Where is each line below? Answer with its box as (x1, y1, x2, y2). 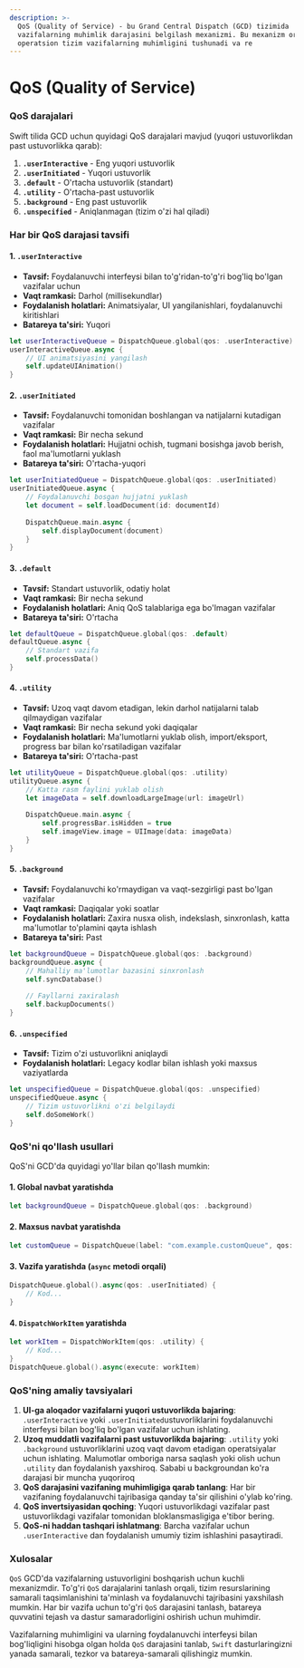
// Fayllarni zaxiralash (25, 991, 119, 1001)
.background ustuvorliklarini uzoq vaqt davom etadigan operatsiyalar (22, 1442, 277, 1454)
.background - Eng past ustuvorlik (22, 196, 147, 207)
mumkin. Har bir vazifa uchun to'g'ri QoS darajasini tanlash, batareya (9, 1602, 262, 1613)
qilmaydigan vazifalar (22, 712, 102, 723)
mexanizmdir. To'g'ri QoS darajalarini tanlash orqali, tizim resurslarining (9, 1583, 271, 1594)
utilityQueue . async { (9, 776, 91, 786)
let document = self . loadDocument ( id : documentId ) (25, 501, 221, 510)
